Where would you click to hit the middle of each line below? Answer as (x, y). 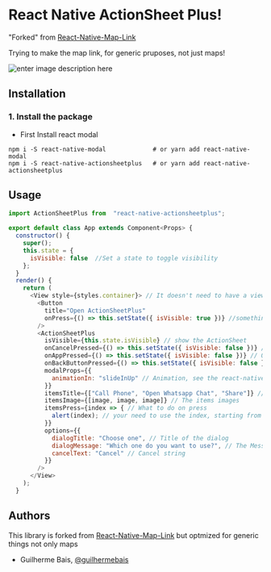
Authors (29, 516)
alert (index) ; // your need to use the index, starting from (156, 416)
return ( (38, 288)
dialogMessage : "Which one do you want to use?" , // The (149, 445)
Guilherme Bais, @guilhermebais (74, 559)
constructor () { (43, 236)
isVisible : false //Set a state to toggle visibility (124, 258)
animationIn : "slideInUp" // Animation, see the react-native (158, 378)
